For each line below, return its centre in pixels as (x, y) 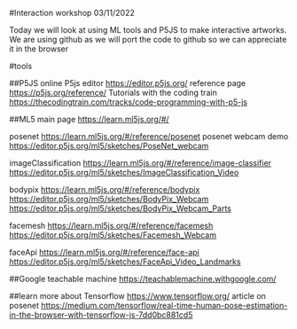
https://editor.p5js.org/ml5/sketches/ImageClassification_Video (124, 172)
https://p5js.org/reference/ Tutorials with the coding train (113, 93)
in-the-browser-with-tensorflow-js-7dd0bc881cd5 (101, 315)
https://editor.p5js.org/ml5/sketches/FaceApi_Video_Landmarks (125, 262)
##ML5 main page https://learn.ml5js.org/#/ (90, 119)
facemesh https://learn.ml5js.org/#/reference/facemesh (111, 226)
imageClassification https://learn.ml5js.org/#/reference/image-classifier (141, 163)
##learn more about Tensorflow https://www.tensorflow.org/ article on (137, 296)
